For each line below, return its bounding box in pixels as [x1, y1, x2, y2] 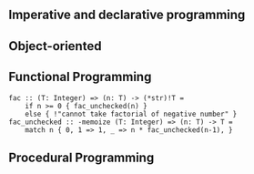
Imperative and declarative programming [8, 7, 246, 23]
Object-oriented [8, 38, 102, 54]
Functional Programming [8, 69, 152, 85]
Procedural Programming [8, 149, 155, 165]
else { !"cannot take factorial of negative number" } [25, 109, 238, 118]
